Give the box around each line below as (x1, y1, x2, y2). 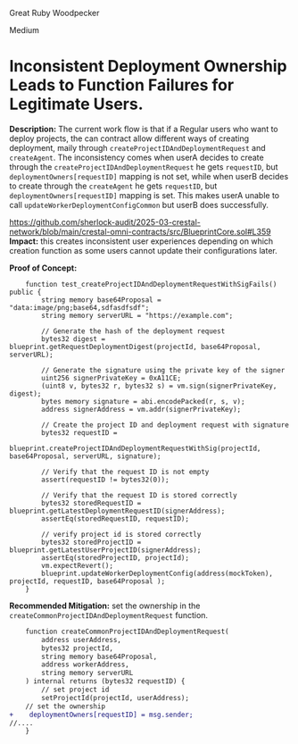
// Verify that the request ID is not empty (41, 467, 210, 476)
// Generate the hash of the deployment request (41, 326, 226, 336)
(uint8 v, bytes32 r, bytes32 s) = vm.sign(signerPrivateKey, (41, 381, 277, 390)
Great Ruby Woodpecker (9, 8, 100, 18)
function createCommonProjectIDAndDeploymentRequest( (25, 627, 229, 636)
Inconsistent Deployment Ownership (9, 56, 287, 77)
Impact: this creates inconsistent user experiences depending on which (9, 236, 274, 247)
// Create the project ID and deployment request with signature (41, 420, 290, 430)
